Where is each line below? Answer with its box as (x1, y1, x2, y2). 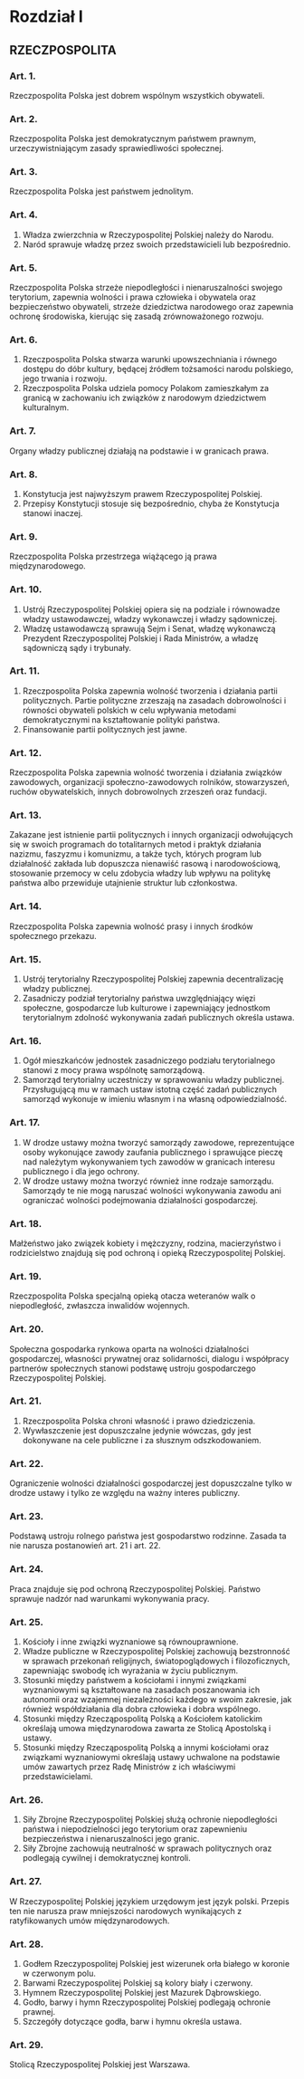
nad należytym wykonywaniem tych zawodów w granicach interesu (22, 1156, 276, 1167)
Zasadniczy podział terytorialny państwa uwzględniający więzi (22, 993, 256, 1004)
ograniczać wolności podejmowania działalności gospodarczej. (22, 1194, 258, 1205)
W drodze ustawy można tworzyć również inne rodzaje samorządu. (22, 1175, 274, 1186)
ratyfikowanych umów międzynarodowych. (9, 1915, 170, 1926)
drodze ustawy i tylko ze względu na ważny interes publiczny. (9, 1488, 241, 1499)
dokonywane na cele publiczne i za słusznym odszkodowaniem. (22, 1434, 262, 1445)
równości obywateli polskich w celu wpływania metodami (22, 704, 237, 715)
